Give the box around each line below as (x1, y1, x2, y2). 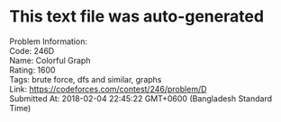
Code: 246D (9, 45, 55, 56)
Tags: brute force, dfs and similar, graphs (9, 74, 162, 84)
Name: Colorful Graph (9, 55, 91, 65)
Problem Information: (9, 36, 88, 47)
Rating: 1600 (9, 65, 56, 75)
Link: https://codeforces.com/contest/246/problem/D (9, 83, 207, 94)
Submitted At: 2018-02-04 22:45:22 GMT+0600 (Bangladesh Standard (9, 92, 273, 104)
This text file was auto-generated (9, 6, 264, 27)
